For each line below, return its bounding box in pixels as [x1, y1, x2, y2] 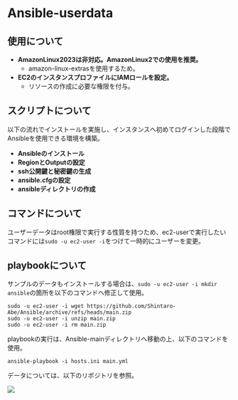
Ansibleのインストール [17, 149, 85, 157]
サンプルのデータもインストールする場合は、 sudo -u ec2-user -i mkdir [7, 280, 218, 288]
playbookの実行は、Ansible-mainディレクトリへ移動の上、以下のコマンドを [7, 335, 229, 343]
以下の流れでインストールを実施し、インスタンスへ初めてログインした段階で [7, 125, 231, 133]
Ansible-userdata [7, 5, 114, 21]
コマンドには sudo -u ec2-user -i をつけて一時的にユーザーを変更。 [7, 236, 205, 245]
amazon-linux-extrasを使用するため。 [28, 64, 140, 73]
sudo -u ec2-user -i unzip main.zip [7, 315, 116, 322]
